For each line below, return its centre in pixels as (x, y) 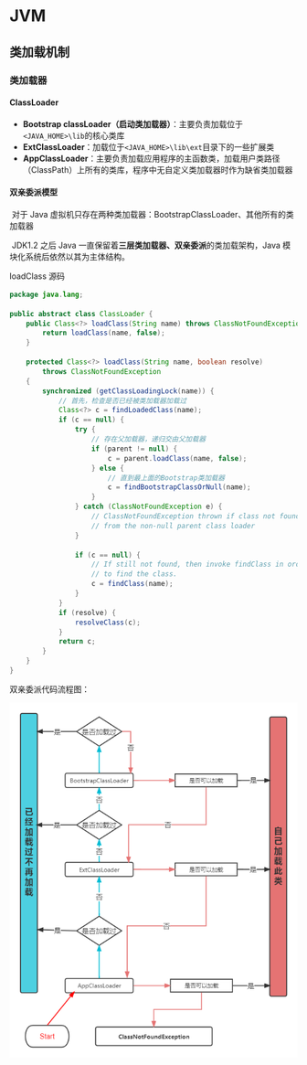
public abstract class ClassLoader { (81, 314)
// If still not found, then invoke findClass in (187, 564)
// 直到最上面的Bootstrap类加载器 (166, 478)
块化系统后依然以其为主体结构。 (69, 256)
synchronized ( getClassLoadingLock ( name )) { (128, 391)
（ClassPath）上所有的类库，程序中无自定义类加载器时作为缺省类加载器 (158, 169)
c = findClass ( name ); (132, 584)
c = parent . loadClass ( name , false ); (177, 458)
